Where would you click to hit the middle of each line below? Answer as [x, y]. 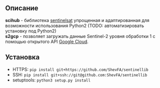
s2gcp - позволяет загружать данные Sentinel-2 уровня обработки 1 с [80, 36]
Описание [22, 8]
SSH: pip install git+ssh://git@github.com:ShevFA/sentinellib [80, 74]
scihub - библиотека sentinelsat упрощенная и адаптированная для [77, 20]
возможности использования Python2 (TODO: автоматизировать [74, 25]
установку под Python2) [31, 31]
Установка [22, 57]
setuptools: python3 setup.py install [51, 80]
